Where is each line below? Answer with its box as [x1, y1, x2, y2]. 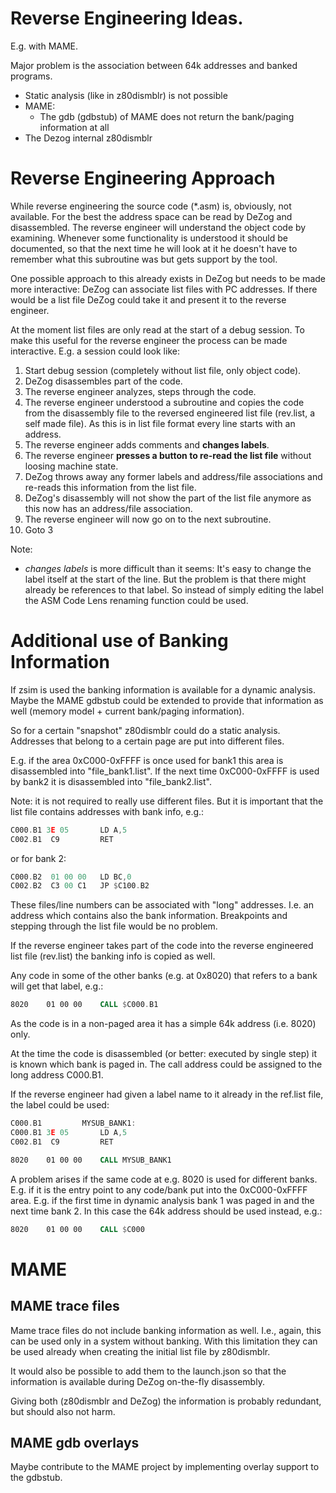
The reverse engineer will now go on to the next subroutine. [24, 513, 272, 525]
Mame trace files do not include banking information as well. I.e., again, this [10, 1324, 322, 1336]
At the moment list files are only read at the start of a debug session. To [10, 323, 305, 336]
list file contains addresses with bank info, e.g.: [10, 805, 205, 817]
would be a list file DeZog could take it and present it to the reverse [10, 293, 287, 306]
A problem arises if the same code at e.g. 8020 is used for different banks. [10, 1173, 318, 1185]
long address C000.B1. [10, 1069, 104, 1081]
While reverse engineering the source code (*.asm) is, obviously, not [10, 200, 292, 212]
